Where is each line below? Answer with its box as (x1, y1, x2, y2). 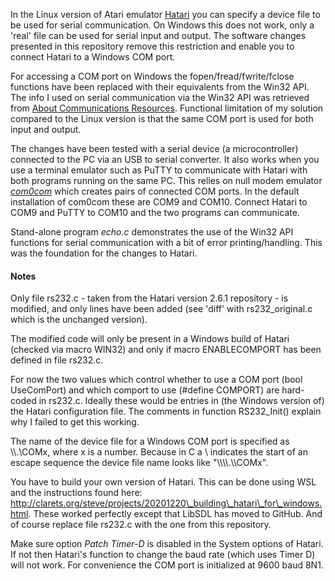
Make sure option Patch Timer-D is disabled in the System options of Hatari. (10, 538, 324, 550)
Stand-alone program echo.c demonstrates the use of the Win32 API (10, 226, 294, 238)
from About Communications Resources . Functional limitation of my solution (10, 102, 324, 114)
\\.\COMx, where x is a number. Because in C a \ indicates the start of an (10, 446, 308, 458)
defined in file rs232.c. (10, 354, 104, 366)
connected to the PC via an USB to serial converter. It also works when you (10, 154, 320, 165)
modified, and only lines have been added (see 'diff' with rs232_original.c (10, 303, 313, 315)
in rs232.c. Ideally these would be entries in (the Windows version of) (38, 395, 325, 407)
